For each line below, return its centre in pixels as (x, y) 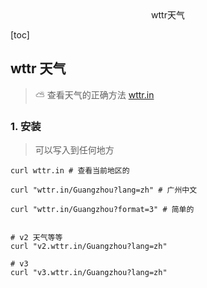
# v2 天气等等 (36, 238)
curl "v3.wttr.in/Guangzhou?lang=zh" (89, 273)
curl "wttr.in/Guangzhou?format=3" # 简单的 (102, 210)
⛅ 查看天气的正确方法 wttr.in (94, 94)
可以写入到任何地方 (74, 150)
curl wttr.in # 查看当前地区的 (70, 171)
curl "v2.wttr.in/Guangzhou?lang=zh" (89, 247)
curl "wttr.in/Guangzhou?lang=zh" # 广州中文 (104, 190)
